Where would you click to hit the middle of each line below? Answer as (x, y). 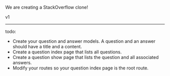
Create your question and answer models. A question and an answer (84, 41)
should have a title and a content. (47, 47)
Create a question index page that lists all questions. (67, 52)
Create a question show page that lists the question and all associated (86, 57)
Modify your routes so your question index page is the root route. (80, 68)
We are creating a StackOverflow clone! (47, 7)
